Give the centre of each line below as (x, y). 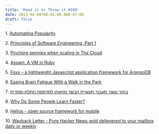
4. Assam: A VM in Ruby (30, 63)
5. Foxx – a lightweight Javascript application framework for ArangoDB (78, 72)
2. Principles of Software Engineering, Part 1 (51, 43)
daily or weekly (21, 126)
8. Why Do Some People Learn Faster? (45, 101)
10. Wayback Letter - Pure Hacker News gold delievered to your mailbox (79, 121)
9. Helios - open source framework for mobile (52, 111)
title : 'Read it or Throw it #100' (42, 10)
